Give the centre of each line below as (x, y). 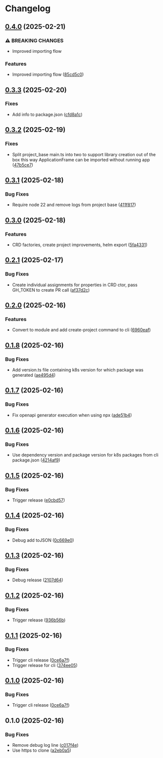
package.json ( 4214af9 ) (36, 460)
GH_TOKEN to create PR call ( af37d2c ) (51, 290)
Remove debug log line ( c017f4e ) (45, 745)
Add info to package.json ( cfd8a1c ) (47, 114)
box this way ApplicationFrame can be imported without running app (81, 160)
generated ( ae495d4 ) (34, 375)
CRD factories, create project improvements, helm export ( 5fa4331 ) (80, 245)
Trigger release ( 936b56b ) (39, 620)
